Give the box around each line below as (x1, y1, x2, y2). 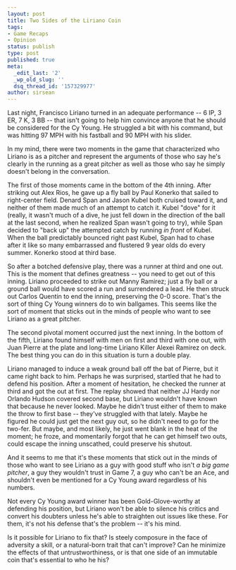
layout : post (7, 10, 46, 18)
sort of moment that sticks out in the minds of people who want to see (7, 307, 211, 316)
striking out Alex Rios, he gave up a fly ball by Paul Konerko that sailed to (7, 189, 219, 197)
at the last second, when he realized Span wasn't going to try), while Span (7, 218, 223, 227)
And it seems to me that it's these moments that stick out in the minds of (7, 453, 218, 462)
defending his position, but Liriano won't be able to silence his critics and (7, 504, 220, 513)
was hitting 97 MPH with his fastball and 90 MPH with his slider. (7, 131, 192, 140)
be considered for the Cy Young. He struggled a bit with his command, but (7, 124, 223, 132)
